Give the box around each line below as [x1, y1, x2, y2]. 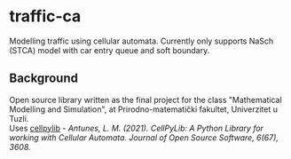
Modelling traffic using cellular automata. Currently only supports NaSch [9, 36, 274, 46]
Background [9, 71, 78, 86]
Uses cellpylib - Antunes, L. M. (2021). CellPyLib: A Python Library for [9, 123, 264, 133]
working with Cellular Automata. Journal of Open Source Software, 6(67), [9, 131, 279, 143]
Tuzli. [9, 113, 29, 123]
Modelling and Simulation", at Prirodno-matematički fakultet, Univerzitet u [9, 104, 278, 115]
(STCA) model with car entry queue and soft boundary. [9, 44, 210, 55]
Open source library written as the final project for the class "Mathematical [9, 94, 282, 105]
